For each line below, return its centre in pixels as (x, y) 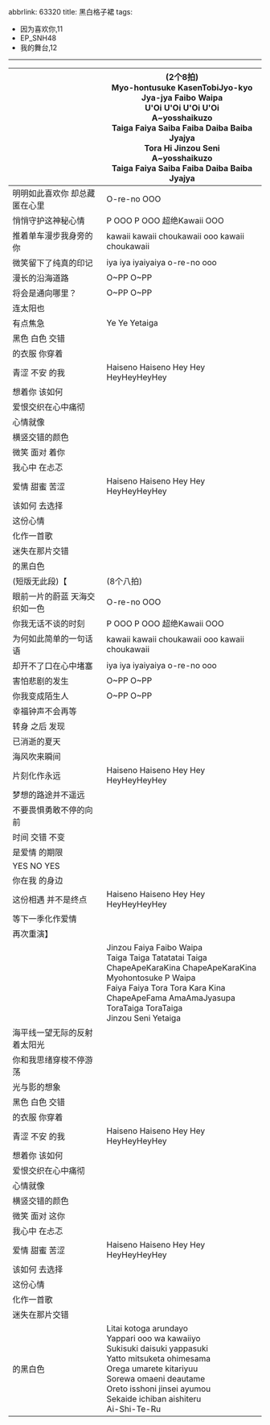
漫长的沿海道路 (41, 278)
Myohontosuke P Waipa (151, 978)
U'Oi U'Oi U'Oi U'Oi (182, 108)
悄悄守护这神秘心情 (49, 220)
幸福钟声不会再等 (45, 711)
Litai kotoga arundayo (147, 1328)
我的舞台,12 (39, 48)
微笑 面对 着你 (39, 452)
